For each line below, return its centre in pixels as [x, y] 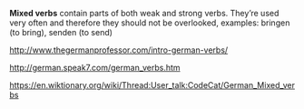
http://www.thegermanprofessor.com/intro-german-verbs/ [119, 50]
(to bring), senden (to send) [61, 32]
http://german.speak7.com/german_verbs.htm [95, 68]
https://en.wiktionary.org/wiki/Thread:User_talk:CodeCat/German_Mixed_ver [152, 85]
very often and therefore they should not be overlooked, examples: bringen [150, 23]
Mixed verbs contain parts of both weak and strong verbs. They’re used [144, 13]
